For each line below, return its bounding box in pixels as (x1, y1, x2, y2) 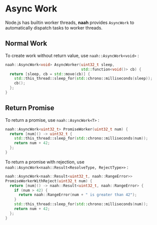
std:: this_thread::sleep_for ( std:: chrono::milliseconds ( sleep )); (14, 76, 153, 81)
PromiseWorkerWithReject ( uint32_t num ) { (5, 178, 93, 184)
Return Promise (5, 104, 55, 112)
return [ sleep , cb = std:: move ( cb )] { (9, 71, 91, 76)
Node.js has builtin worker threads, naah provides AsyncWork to (5, 19, 135, 25)
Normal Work (5, 39, 47, 48)
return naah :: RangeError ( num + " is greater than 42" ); (18, 193, 137, 198)
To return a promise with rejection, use (5, 159, 85, 165)
